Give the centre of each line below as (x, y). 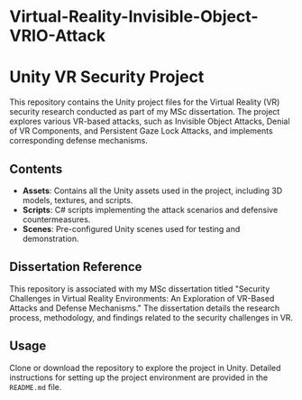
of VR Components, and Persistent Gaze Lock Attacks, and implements (141, 131)
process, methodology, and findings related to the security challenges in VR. (151, 317)
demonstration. (50, 238)
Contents (36, 169)
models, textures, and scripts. (78, 200)
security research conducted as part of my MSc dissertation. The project (145, 112)
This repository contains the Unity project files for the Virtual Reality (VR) (145, 102)
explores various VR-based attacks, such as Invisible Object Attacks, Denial (150, 121)
